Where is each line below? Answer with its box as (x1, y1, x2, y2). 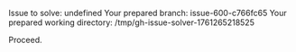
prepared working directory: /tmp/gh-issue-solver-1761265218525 (8, 17, 254, 28)
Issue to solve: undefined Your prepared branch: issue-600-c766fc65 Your (8, 8, 288, 18)
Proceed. (8, 35, 42, 45)
